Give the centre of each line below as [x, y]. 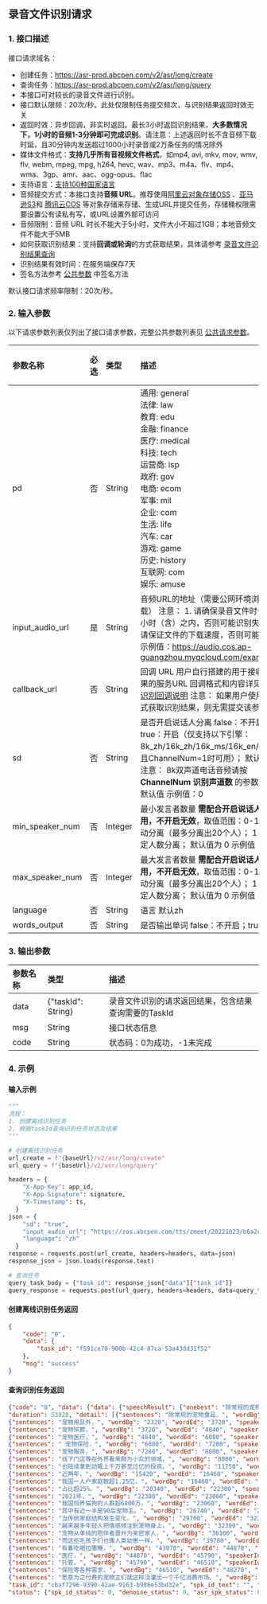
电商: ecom [161, 488]
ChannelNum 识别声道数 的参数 [199, 782]
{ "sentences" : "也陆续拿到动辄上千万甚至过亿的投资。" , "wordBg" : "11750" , [126, 1467]
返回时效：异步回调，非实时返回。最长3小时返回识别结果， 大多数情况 [133, 124]
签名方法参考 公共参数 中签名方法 [74, 274]
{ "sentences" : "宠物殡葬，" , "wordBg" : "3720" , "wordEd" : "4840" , [118, 1430]
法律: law [157, 404]
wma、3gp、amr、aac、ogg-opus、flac [86, 174]
